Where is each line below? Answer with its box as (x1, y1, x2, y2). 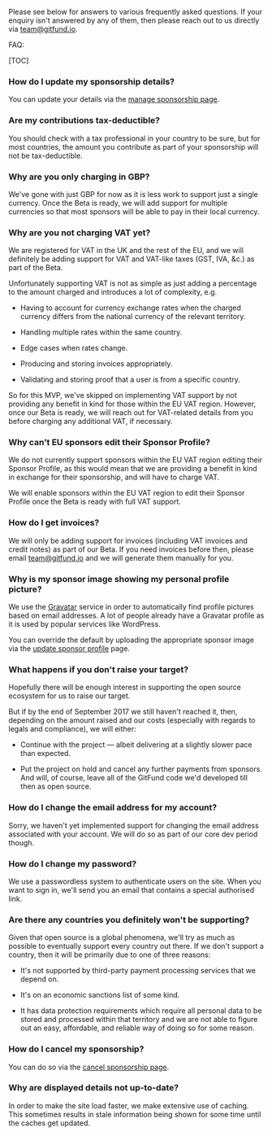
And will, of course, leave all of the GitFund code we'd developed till (19, 773, 248, 783)
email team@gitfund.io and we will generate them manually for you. (8, 553, 234, 562)
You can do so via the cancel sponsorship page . (8, 1062, 170, 1072)
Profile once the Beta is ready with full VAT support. (8, 496, 181, 507)
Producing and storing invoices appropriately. (19, 359, 173, 369)
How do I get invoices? (8, 517, 100, 528)
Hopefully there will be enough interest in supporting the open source (8, 683, 241, 693)
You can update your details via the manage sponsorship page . (8, 94, 220, 104)
